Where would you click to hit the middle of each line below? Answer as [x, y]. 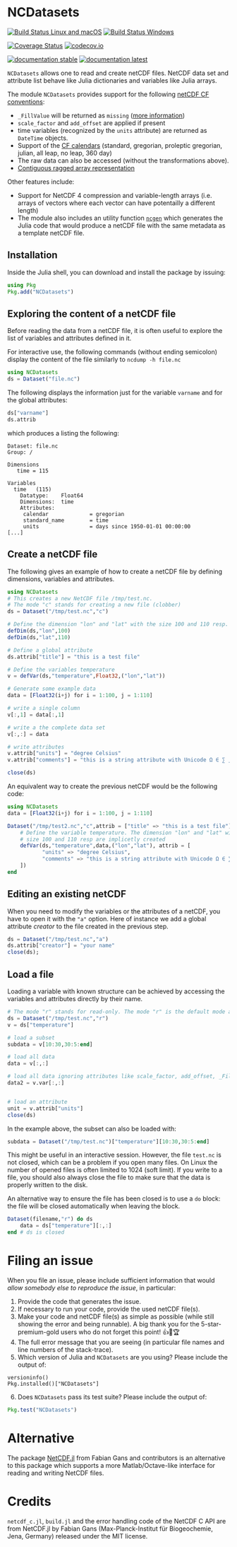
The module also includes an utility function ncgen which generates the [120, 218]
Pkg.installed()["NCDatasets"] [53, 1384]
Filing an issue [50, 1261]
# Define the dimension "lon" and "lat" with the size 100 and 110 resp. [118, 624]
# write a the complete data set [56, 728]
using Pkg [22, 285]
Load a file [31, 974]
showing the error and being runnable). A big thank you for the [108, 1324]
